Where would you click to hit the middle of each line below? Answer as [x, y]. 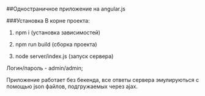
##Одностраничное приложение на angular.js [66, 9]
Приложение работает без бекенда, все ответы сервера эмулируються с [103, 80]
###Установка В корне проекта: [48, 20]
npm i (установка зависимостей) [58, 32]
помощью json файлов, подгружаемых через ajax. [72, 86]
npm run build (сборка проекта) [56, 44]
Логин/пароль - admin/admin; [45, 68]
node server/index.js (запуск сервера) [64, 56]
